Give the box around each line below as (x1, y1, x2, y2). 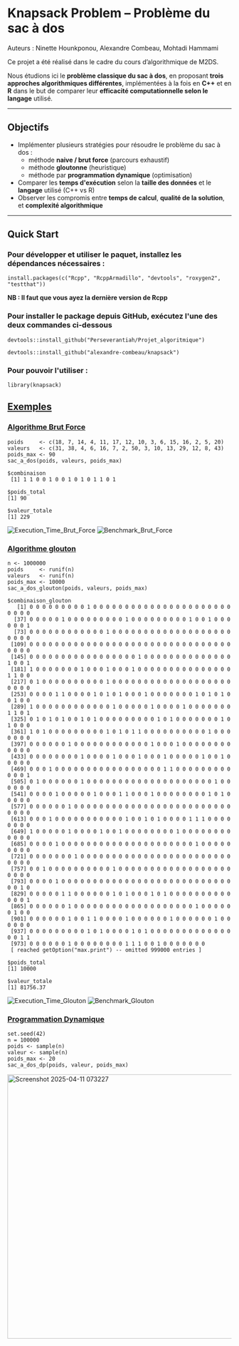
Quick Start (7, 228, 59, 240)
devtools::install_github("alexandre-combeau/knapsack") (7, 349, 180, 356)
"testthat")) (7, 281, 46, 288)
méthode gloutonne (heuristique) (28, 163, 127, 172)
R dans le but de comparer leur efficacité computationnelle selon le (7, 86, 208, 95)
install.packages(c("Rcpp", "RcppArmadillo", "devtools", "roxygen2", (7, 274, 221, 282)
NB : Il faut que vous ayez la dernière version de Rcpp (7, 294, 169, 302)
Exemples (7, 401, 52, 413)
